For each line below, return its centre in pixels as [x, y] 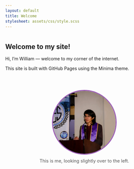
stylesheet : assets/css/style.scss [42, 21]
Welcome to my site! [38, 47]
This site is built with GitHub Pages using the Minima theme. [67, 68]
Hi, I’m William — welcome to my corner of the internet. [62, 59]
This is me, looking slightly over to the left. [84, 161]
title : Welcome [21, 16]
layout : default [22, 11]
